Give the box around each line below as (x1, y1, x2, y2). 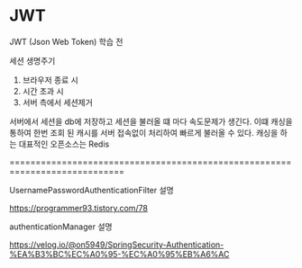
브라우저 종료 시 (22, 74, 78, 85)
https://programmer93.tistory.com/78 (9, 202, 149, 213)
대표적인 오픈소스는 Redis (18, 138, 110, 149)
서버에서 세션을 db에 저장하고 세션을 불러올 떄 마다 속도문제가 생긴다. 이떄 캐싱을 (9, 116, 293, 127)
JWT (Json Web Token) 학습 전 (9, 36, 124, 47)
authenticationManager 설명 (9, 221, 113, 232)
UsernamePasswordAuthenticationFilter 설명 (9, 184, 174, 195)
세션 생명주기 (9, 55, 56, 66)
